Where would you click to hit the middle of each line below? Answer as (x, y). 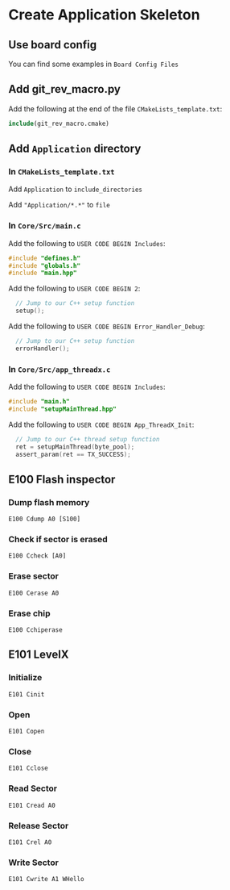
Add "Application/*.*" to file (59, 205)
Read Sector (33, 788)
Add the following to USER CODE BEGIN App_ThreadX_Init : (101, 424)
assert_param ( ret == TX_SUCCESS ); (73, 454)
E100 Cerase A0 (34, 593)
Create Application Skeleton (104, 15)
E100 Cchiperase (35, 630)
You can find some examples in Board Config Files (94, 64)
